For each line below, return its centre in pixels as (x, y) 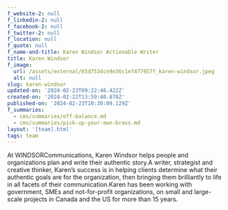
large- (203, 192)
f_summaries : (26, 110)
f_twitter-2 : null (34, 33)
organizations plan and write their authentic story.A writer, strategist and (110, 162)
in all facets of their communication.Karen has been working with (99, 184)
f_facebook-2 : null (35, 26)
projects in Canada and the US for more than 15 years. (101, 199)
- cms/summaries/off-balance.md (60, 116)
